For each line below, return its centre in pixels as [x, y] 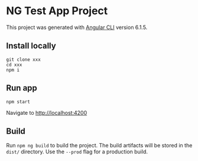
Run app [22, 88]
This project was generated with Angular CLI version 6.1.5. [77, 27]
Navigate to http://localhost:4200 [47, 112]
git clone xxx [24, 59]
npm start [18, 102]
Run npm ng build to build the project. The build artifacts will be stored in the [99, 146]
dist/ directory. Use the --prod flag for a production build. [77, 152]
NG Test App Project [57, 11]
